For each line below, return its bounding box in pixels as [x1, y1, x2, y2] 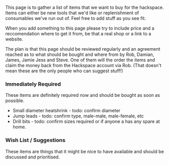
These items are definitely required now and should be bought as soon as [5, 92, 160, 98]
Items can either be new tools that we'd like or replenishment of [5, 10, 139, 16]
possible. [5, 97, 25, 104]
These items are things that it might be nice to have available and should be [5, 148, 164, 154]
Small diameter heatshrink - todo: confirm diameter [12, 108, 121, 114]
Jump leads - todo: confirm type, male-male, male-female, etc [12, 113, 144, 119]
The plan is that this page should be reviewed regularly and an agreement [5, 46, 160, 52]
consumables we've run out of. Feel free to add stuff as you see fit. [5, 15, 147, 21]
